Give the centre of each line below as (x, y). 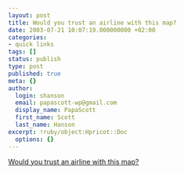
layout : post (29, 15)
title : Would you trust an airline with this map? (92, 23)
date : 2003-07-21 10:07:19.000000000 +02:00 (82, 30)
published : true (34, 74)
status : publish (34, 60)
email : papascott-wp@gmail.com (66, 103)
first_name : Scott (45, 118)
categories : (27, 37)
